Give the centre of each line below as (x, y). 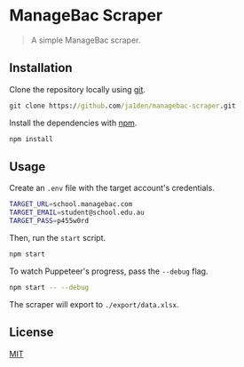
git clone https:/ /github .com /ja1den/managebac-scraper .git (123, 106)
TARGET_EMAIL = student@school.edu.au (77, 213)
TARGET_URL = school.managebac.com (71, 204)
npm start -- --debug (49, 287)
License (31, 333)
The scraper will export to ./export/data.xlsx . (94, 304)
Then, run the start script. (58, 237)
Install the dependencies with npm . (73, 123)
